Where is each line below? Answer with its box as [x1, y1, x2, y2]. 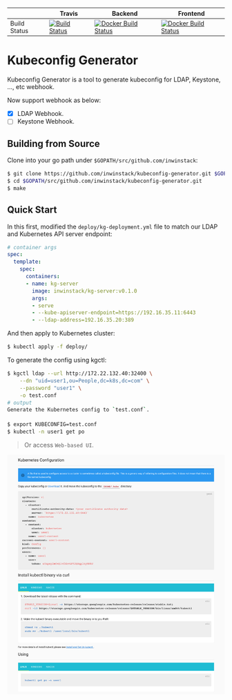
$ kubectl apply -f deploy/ [7, 343, 88, 351]
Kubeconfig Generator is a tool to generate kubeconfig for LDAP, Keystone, [7, 75, 221, 84]
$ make [7, 184, 26, 192]
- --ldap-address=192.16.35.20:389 [32, 317, 135, 324]
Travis [59, 9, 78, 17]
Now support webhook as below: [7, 96, 101, 104]
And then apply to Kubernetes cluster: [7, 329, 115, 338]
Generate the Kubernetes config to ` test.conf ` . [7, 407, 150, 414]
